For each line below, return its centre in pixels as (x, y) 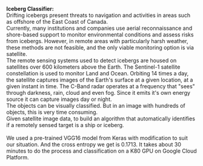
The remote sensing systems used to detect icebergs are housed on (92, 61)
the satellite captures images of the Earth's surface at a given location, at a (100, 80)
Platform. (18, 157)
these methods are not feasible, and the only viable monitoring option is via (100, 47)
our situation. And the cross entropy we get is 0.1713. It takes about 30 (94, 144)
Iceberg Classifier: (30, 9)
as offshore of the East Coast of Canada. (57, 22)
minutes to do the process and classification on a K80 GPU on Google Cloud (101, 151)
